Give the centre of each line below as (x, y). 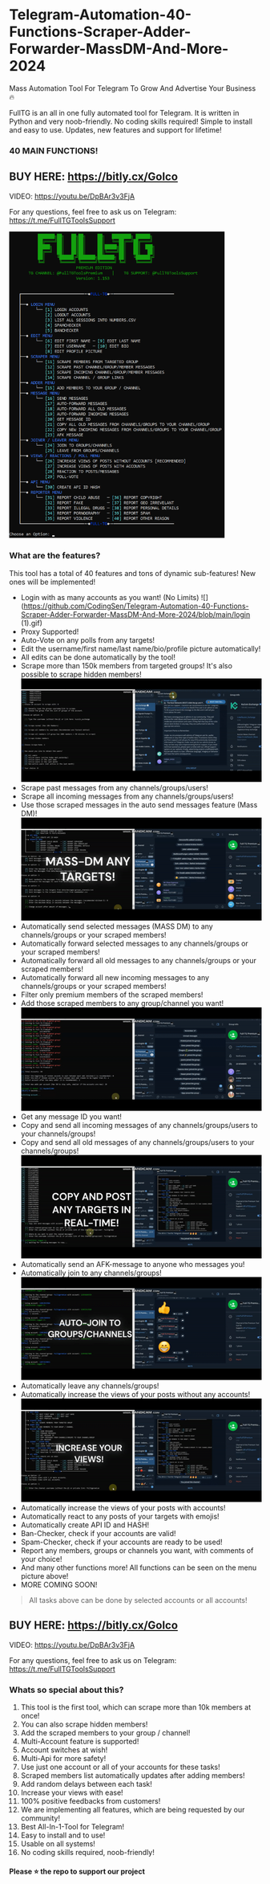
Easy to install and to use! (63, 1835)
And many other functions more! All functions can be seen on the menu (139, 1567)
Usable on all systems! (58, 1843)
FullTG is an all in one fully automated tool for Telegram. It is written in (124, 112)
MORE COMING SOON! (59, 1584)
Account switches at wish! (64, 1750)
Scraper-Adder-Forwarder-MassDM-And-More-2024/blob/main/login (135, 614)
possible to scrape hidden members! (81, 674)
